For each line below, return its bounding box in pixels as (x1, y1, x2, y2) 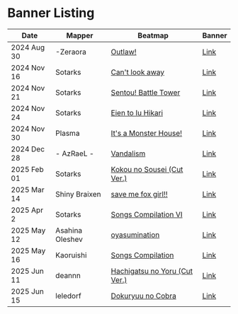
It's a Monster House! (110, 128, 183, 138)
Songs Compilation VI (110, 209, 183, 219)
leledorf (55, 291, 81, 301)
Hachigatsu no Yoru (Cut (110, 266, 193, 276)
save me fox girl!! (110, 189, 168, 199)
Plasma (55, 128, 80, 138)
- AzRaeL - (55, 149, 94, 158)
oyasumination (110, 230, 160, 240)
